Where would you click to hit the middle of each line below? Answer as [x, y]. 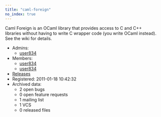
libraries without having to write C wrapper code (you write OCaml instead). [81, 33]
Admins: [20, 48]
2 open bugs [32, 89]
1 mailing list [32, 99]
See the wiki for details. [28, 38]
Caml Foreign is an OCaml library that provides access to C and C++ [73, 28]
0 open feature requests [44, 94]
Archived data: [27, 84]
